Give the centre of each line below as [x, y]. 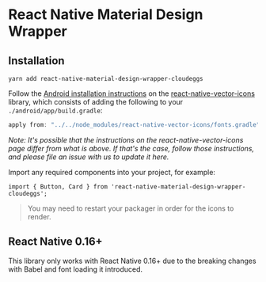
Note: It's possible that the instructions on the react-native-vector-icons [126, 139]
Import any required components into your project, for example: [112, 172]
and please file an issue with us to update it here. [89, 157]
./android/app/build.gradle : [55, 110]
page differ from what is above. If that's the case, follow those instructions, [131, 148]
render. [39, 216]
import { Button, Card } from [58, 187]
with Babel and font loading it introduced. [76, 269]
